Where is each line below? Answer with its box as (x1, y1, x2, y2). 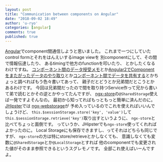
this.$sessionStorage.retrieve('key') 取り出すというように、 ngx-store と (5, 115, 156, 121)
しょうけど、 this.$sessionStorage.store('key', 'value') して (5, 109, 132, 115)
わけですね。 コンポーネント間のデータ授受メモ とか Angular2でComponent (5, 66, 155, 72)
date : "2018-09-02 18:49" (5, 16, 57, 21)
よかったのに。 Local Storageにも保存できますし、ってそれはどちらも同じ (5, 127, 153, 133)
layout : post (5, 7, 32, 12)
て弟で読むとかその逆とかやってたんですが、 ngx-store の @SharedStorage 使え (5, 90, 158, 96)
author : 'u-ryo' (5, 20, 38, 26)
